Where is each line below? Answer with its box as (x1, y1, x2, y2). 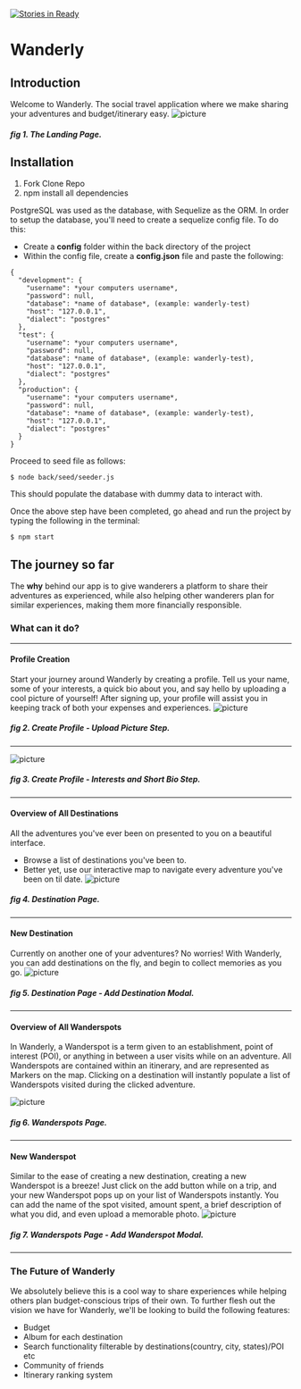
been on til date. (22, 874, 83, 884)
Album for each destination (22, 1331, 123, 1342)
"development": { (18, 276, 83, 285)
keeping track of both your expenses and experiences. (10, 702, 212, 713)
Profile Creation (10, 654, 71, 665)
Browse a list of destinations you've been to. (22, 854, 187, 866)
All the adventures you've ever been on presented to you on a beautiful (10, 827, 272, 839)
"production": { (18, 385, 79, 395)
